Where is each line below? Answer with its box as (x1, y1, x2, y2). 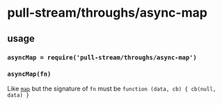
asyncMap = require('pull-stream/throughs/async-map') (7, 54, 197, 61)
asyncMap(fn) (7, 70, 51, 78)
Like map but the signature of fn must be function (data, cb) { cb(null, (7, 84, 216, 92)
